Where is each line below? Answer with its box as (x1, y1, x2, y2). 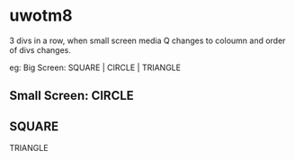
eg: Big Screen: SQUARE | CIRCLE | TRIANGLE (9, 62, 182, 73)
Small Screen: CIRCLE (9, 88, 135, 103)
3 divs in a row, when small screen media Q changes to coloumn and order (9, 35, 286, 46)
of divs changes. (9, 44, 72, 55)
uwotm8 (9, 5, 74, 26)
